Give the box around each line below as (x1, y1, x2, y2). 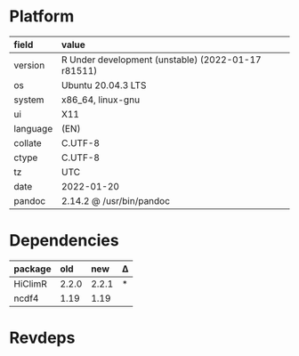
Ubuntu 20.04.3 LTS (61, 78, 147, 91)
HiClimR (13, 278, 47, 290)
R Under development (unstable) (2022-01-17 (61, 53, 262, 66)
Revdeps (9, 328, 76, 348)
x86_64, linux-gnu (61, 93, 141, 106)
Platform (9, 6, 75, 27)
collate (13, 136, 42, 149)
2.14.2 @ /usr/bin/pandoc (61, 194, 171, 206)
